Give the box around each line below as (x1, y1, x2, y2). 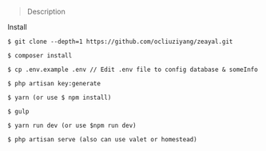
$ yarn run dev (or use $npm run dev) (7, 121, 137, 129)
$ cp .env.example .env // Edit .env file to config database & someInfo (7, 66, 259, 74)
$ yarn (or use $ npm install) (7, 93, 112, 101)
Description (26, 7, 66, 16)
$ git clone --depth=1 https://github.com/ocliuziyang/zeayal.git (7, 38, 233, 46)
